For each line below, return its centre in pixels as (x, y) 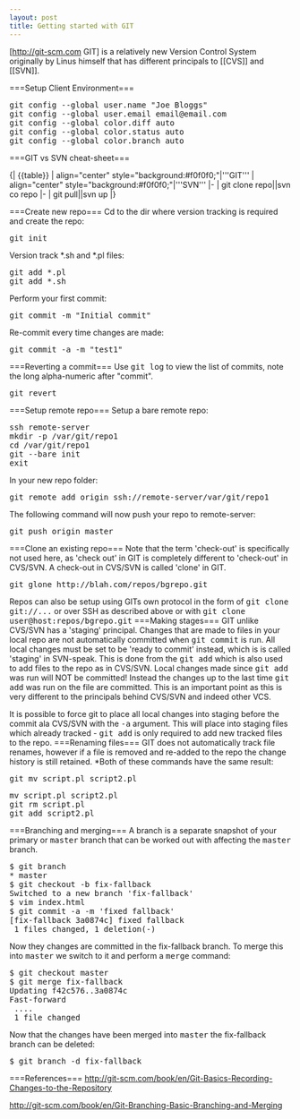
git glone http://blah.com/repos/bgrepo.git (109, 584)
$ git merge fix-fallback (66, 982)
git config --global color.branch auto (97, 141)
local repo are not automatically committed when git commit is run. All (142, 639)
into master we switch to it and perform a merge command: (120, 955)
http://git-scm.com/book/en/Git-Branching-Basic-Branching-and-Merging (146, 1105)
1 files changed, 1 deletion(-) (85, 929)
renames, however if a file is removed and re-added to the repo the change (148, 752)
